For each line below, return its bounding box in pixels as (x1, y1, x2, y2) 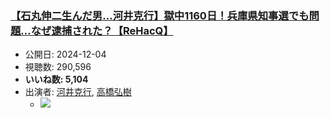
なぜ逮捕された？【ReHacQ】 (30, 23, 174, 37)
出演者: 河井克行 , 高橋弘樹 (24, 86, 132, 98)
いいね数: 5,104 (24, 73, 89, 86)
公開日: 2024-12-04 (24, 48, 107, 61)
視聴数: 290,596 (24, 61, 92, 73)
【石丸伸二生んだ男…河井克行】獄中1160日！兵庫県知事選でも (10, 8, 310, 22)
